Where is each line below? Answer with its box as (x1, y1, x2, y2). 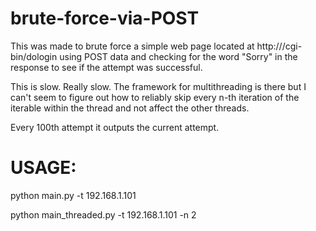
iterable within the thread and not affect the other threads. (10, 102, 250, 114)
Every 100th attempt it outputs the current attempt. (10, 121, 220, 133)
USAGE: (10, 157, 77, 179)
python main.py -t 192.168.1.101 (10, 189, 137, 201)
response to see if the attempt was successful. (10, 61, 203, 73)
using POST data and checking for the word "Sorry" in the (59, 50, 298, 62)
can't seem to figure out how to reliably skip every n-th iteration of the (10, 91, 300, 103)
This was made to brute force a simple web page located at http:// (10, 40, 283, 52)
